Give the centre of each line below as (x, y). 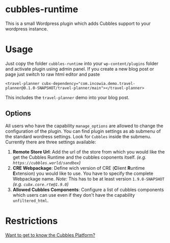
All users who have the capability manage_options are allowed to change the (84, 126)
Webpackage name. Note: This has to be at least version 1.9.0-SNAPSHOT (88, 178)
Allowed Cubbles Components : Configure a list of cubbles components (88, 190)
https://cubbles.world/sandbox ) (47, 162)
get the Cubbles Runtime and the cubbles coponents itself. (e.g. (79, 157)
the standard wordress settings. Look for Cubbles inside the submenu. (78, 136)
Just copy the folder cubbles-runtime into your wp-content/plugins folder (82, 63)
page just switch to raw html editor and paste (53, 74)
